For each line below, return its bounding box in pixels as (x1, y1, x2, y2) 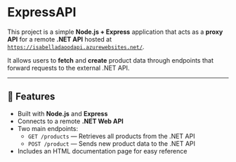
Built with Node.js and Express (17, 109, 108, 118)
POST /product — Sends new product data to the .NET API (27, 139, 195, 148)
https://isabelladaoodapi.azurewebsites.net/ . (7, 42, 145, 51)
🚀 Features (7, 91, 55, 103)
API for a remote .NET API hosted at (7, 35, 112, 43)
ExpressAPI (7, 4, 77, 20)
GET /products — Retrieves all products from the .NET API (27, 132, 195, 140)
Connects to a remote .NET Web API (17, 117, 124, 125)
